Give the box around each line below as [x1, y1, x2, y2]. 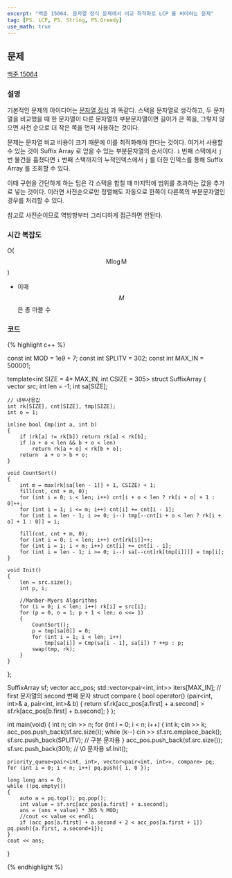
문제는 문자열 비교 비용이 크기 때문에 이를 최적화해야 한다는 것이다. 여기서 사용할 [7, 138, 224, 146]
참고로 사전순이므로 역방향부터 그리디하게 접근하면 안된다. [7, 211, 163, 219]
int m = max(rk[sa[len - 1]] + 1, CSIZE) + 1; [19, 482, 157, 489]
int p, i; [19, 585, 48, 592]
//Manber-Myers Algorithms [19, 597, 98, 604]
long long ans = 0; [7, 777, 64, 784]
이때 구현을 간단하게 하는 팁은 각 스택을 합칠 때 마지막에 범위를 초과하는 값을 [7, 179, 213, 187]
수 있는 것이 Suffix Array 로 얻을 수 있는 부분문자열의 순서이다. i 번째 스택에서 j [7, 147, 222, 155]
